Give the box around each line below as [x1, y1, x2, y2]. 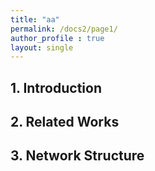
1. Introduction [10, 79, 102, 96]
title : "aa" [10, 14, 60, 25]
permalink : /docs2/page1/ [10, 24, 118, 34]
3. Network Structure [10, 147, 145, 165]
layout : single [10, 42, 74, 53]
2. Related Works [10, 114, 120, 131]
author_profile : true [10, 33, 105, 43]
